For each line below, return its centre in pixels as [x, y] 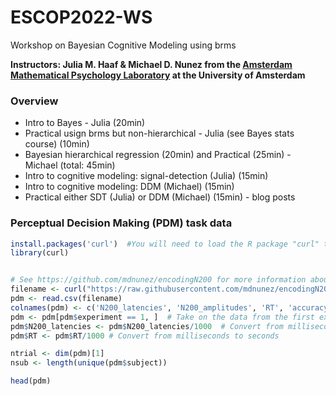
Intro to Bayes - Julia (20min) [85, 123]
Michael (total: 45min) [70, 165]
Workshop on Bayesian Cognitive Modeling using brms [123, 45]
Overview [34, 101]
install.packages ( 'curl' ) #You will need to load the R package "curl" [165, 244]
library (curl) [40, 253]
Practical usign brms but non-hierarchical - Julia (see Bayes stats [159, 133]
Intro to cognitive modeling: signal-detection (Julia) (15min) [146, 176]
